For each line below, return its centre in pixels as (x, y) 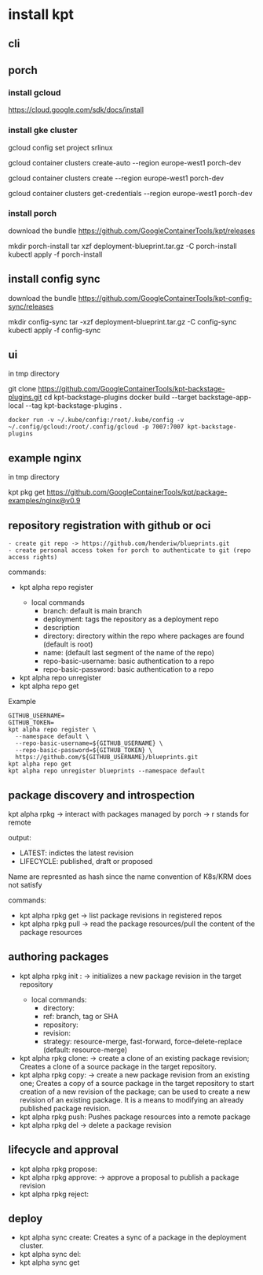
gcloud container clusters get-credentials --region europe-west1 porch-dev (130, 193)
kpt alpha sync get (49, 1262)
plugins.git (25, 397)
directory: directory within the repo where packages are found (144, 636)
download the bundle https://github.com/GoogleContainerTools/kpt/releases (132, 231)
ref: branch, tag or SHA (80, 1016)
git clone (22, 389)
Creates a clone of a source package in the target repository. (118, 1066)
